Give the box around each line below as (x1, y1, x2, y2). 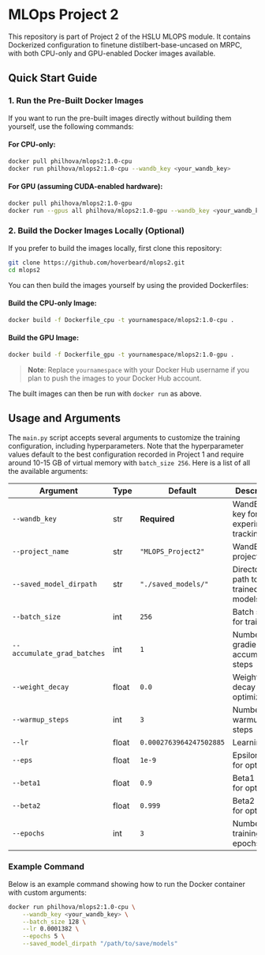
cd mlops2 (8, 266, 41, 274)
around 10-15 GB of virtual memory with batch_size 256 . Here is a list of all (8, 457, 251, 468)
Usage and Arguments (8, 411, 121, 425)
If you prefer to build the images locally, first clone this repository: (8, 243, 222, 252)
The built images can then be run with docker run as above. (8, 388, 202, 398)
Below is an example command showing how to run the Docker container (8, 879, 246, 889)
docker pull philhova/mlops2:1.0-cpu (8, 157, 132, 165)
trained (232, 583, 259, 594)
